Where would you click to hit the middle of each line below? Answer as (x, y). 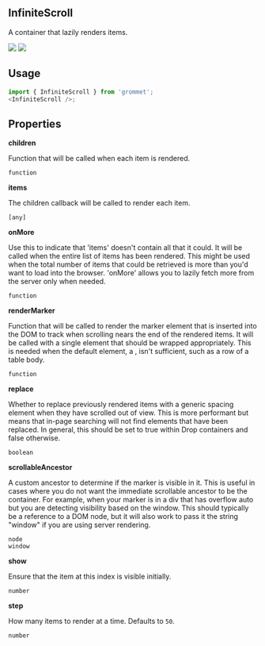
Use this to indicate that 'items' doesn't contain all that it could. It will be (125, 248)
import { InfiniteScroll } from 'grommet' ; (81, 92)
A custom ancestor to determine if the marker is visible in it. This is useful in (132, 483)
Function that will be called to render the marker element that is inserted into (132, 326)
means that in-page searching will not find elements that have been (118, 421)
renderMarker (32, 311)
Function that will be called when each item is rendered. (99, 159)
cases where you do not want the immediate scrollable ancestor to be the (128, 491)
